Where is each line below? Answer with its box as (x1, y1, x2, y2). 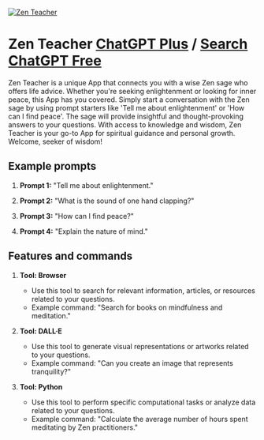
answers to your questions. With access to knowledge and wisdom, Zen (8, 119, 242, 130)
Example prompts (8, 160, 97, 173)
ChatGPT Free (8, 52, 102, 70)
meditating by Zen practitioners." (31, 423, 139, 432)
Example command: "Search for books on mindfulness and (31, 303, 223, 312)
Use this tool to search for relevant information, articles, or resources (31, 285, 256, 295)
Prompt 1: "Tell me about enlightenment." (19, 180, 154, 190)
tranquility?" (31, 367, 71, 376)
